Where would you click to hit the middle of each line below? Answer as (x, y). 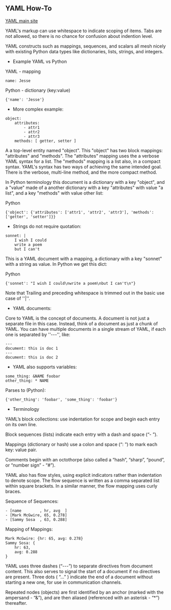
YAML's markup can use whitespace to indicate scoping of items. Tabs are (84, 31)
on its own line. (21, 424)
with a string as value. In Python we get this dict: (56, 264)
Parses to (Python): (26, 390)
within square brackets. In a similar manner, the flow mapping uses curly (81, 486)
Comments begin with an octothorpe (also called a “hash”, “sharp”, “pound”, (85, 459)
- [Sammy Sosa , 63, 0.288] (36, 519)
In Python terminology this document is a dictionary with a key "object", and (85, 182)
